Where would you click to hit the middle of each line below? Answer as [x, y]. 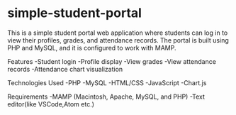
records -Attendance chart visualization [65, 69]
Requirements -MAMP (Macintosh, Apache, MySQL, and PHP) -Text [106, 97]
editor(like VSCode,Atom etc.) [51, 104]
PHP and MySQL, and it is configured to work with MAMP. [92, 48]
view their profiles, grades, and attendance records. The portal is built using [118, 40]
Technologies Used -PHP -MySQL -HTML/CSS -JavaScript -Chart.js [107, 82]
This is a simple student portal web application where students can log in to [118, 33]
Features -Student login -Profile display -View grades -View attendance [112, 61]
